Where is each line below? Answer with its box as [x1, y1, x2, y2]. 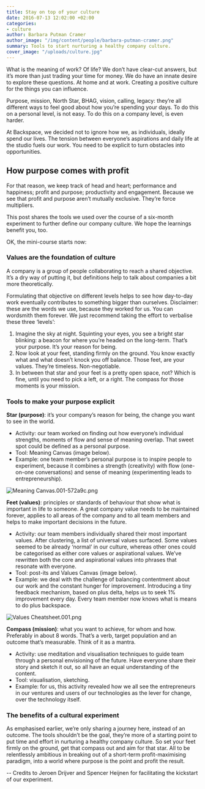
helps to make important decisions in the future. [6, 518, 127, 526]
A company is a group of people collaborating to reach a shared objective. [6, 267, 194, 274]
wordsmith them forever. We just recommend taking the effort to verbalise [6, 312, 193, 319]
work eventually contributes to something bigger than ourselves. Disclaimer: [6, 298, 199, 306]
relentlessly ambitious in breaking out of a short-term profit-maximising [6, 751, 187, 758]
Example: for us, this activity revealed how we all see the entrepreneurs [15, 683, 196, 690]
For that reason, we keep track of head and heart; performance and [6, 182, 177, 189]
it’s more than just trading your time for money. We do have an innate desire [6, 72, 197, 80]
